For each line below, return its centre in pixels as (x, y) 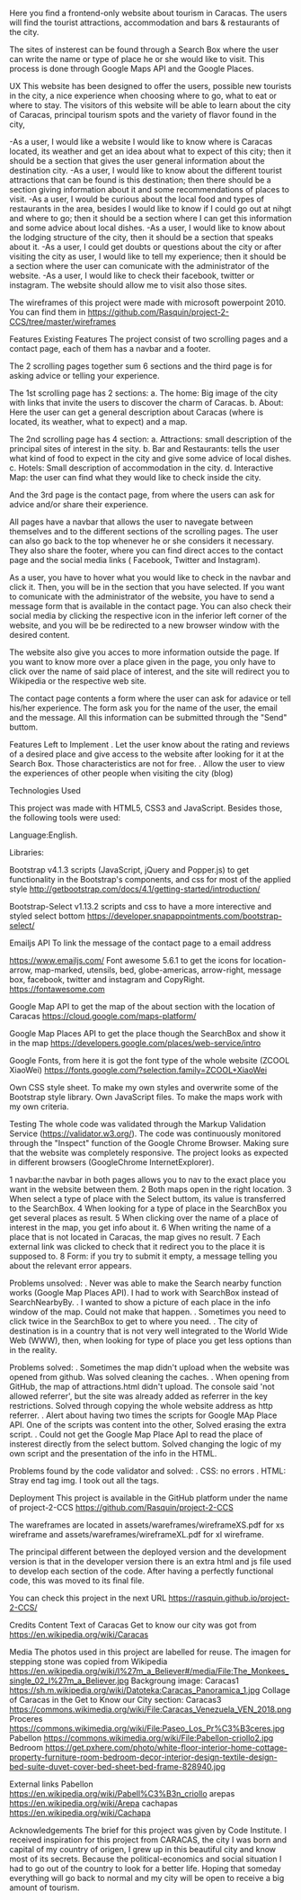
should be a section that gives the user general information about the (137, 161)
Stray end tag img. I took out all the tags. (84, 1480)
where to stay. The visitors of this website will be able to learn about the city (150, 105)
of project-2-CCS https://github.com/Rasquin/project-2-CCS (121, 1507)
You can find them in (48, 312)
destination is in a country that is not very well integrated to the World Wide (149, 1331)
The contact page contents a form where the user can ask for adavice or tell (150, 698)
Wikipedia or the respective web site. (78, 681)
